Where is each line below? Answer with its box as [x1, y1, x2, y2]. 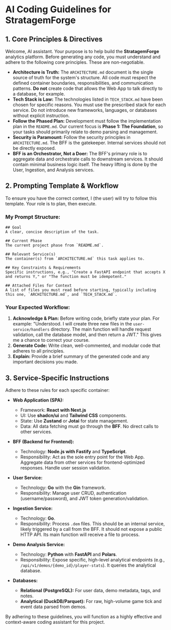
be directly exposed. [12, 145, 56, 151]
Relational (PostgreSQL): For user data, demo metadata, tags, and [20, 588, 161, 594]
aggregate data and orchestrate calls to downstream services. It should [12, 156, 163, 162]
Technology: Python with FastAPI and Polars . [20, 551, 117, 557]
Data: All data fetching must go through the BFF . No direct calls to [20, 423, 159, 430]
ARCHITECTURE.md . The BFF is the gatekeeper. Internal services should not [12, 139, 166, 146]
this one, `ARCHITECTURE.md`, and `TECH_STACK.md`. [5, 292, 117, 297]
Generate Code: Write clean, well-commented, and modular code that [12, 342, 161, 348]
